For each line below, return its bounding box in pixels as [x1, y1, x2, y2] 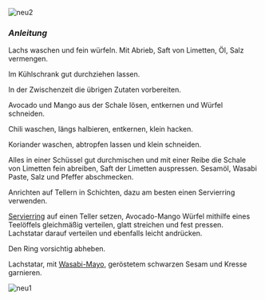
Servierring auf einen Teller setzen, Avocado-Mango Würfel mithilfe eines [8, 211, 251, 221]
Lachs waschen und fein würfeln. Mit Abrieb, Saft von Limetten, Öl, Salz [8, 45, 244, 55]
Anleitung [8, 27, 48, 38]
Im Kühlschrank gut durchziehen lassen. [8, 69, 140, 79]
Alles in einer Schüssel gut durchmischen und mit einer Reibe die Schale [8, 156, 246, 165]
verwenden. [8, 196, 48, 206]
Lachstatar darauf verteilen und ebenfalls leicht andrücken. [8, 228, 203, 239]
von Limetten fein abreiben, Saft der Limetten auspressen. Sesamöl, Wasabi [8, 164, 258, 173]
